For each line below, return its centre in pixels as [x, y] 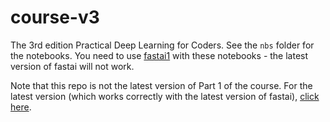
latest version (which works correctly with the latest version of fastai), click [165, 96]
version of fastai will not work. [72, 66]
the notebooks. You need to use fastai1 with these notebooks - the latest [159, 55]
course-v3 [55, 17]
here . [21, 107]
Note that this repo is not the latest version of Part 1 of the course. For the [161, 85]
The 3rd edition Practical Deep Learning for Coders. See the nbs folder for [162, 45]
